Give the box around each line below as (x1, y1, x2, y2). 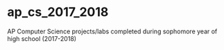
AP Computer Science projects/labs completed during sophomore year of (7, 27, 218, 35)
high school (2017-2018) (7, 34, 77, 42)
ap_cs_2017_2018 (7, 4, 109, 20)
